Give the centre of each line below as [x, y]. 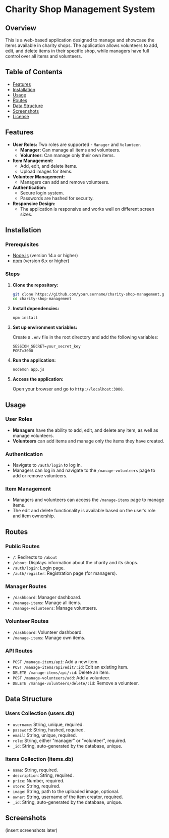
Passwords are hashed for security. [57, 198]
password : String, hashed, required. [48, 730]
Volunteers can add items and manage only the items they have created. [88, 441]
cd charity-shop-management [42, 299]
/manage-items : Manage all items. [47, 603]
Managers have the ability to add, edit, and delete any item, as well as [85, 430]
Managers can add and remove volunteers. [65, 182]
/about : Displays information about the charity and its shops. [75, 563]
